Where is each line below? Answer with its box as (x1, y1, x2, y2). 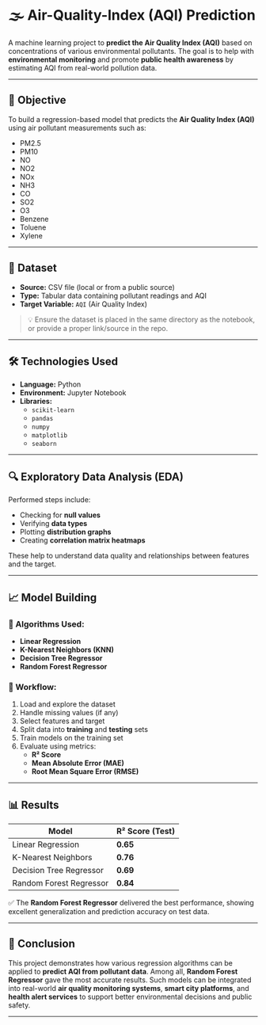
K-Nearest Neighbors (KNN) (19, 645, 115, 654)
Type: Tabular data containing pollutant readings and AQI (19, 291, 207, 300)
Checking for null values (19, 510, 101, 520)
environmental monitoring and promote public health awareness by (8, 55, 234, 64)
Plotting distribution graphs (19, 528, 112, 537)
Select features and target (19, 716, 105, 726)
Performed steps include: (8, 495, 91, 505)
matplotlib (31, 432, 68, 440)
